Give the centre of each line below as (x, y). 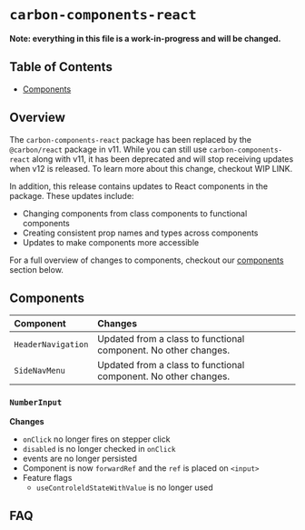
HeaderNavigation (51, 345)
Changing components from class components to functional (135, 213)
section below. (36, 269)
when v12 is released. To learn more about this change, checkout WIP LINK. (151, 168)
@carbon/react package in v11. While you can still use (108, 149)
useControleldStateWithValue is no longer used (124, 487)
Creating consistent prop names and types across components (140, 233)
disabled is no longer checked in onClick (99, 448)
